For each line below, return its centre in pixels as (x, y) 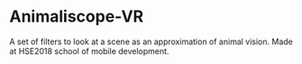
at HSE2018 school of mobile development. (89, 50)
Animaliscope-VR (77, 17)
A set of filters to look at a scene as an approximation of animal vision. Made (151, 41)
